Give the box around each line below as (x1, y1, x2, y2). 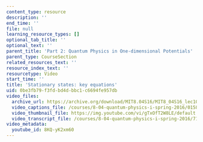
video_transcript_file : (11, 115, 71, 121)
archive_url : (11, 98, 45, 105)
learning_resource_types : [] (6, 31, 80, 37)
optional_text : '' (6, 43, 53, 49)
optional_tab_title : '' (6, 37, 66, 43)
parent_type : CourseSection (6, 54, 77, 60)
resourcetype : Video (6, 71, 59, 77)
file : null (6, 25, 34, 32)
